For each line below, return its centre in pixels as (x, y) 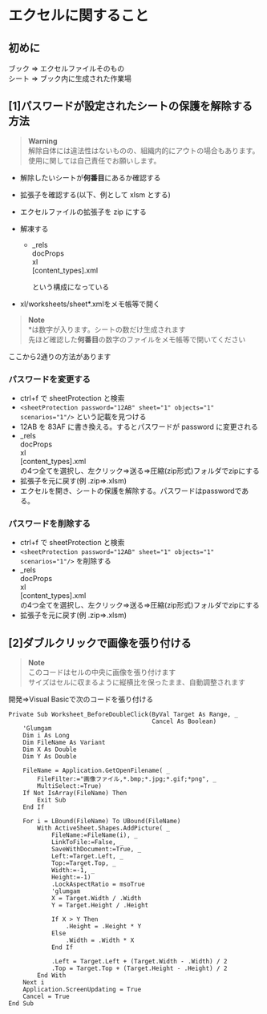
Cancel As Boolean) (184, 721)
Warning (42, 141)
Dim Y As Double (50, 757)
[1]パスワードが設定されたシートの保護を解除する (130, 106)
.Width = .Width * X (100, 941)
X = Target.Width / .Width (96, 899)
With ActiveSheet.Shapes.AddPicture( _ (104, 828)
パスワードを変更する (49, 379)
